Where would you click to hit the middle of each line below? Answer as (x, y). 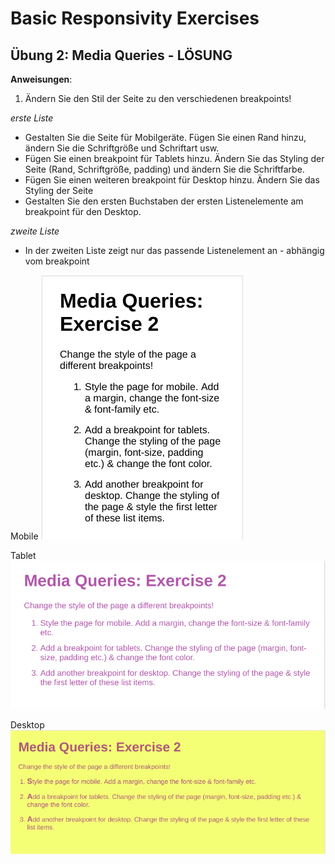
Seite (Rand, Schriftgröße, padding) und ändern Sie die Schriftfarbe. (164, 169)
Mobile (24, 536)
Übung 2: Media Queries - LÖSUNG (121, 55)
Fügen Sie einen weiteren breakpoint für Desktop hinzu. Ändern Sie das (172, 180)
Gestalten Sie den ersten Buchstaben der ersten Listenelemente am (164, 201)
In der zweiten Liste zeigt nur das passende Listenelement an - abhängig (174, 250)
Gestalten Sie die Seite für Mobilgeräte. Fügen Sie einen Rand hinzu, (165, 137)
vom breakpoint (57, 261)
